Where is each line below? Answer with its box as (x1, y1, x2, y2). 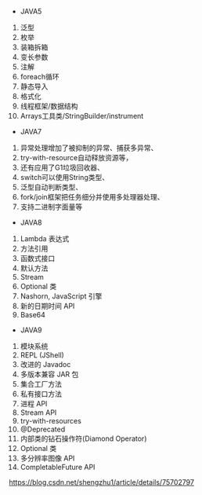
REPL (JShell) (20, 350, 65, 360)
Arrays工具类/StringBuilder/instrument (20, 112, 144, 120)
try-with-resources (20, 416, 81, 425)
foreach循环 (20, 72, 60, 81)
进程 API (20, 399, 48, 408)
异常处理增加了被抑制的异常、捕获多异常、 (20, 143, 158, 152)
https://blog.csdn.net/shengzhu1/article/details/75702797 (9, 478, 195, 486)
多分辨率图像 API (20, 453, 75, 463)
